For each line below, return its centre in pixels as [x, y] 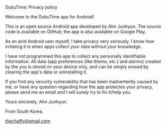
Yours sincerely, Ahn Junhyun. [37, 102]
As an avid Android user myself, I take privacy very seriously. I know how [80, 41]
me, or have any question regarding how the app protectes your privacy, [79, 87]
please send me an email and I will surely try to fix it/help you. [68, 92]
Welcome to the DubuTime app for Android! [50, 17]
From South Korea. [24, 111]
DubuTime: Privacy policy [31, 7]
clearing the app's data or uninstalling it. [46, 72]
